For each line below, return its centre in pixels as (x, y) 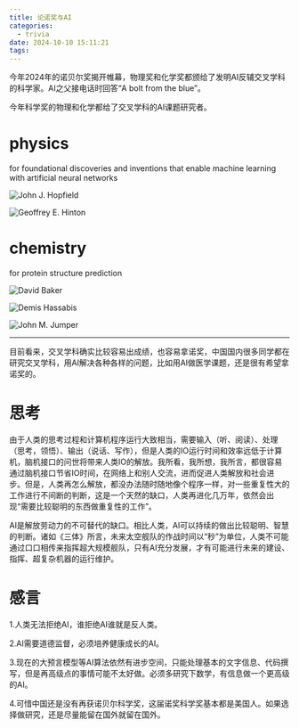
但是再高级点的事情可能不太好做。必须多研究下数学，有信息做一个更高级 (157, 673)
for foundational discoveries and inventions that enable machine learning (143, 168)
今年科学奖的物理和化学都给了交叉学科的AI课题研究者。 (110, 107)
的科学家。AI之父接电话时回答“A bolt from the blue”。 (108, 88)
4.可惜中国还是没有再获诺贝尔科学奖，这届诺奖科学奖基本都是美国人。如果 (145, 703)
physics (39, 144)
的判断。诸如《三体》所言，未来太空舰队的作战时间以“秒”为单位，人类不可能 (149, 536)
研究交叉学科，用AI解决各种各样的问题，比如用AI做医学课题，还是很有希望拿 (149, 363)
